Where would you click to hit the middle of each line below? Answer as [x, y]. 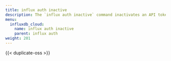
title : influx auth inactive [36, 10]
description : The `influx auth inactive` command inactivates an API [81, 15]
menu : [11, 19]
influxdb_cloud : [27, 24]
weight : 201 [18, 39]
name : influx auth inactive [44, 29]
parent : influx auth [36, 34]
